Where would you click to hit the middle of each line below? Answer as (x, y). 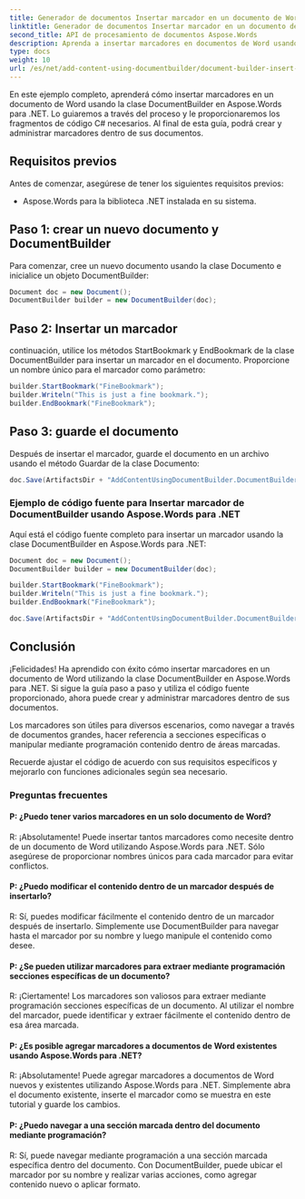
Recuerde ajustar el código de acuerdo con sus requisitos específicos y (143, 762)
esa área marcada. (44, 1025)
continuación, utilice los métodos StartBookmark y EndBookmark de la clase (152, 351)
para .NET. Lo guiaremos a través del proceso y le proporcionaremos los (145, 114)
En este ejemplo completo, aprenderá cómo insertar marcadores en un (142, 94)
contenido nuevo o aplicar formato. (75, 1184)
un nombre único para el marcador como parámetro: (108, 370)
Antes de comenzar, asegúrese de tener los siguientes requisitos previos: (147, 183)
